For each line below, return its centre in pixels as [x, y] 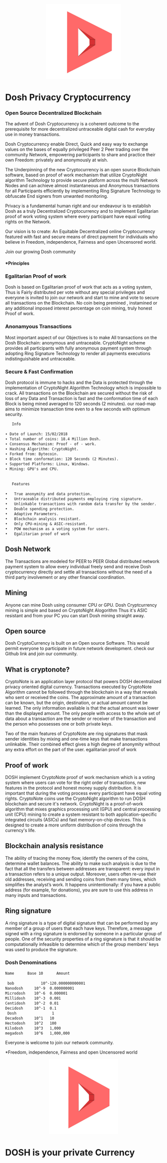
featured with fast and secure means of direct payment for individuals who [82, 237]
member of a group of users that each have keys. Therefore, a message [79, 928]
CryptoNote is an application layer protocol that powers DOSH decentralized [83, 682]
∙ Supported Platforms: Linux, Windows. [48, 464]
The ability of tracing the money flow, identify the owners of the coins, [77, 858]
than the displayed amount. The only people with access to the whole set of [83, 714]
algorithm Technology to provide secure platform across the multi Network [82, 180]
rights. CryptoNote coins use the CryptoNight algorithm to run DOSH [75, 798]
